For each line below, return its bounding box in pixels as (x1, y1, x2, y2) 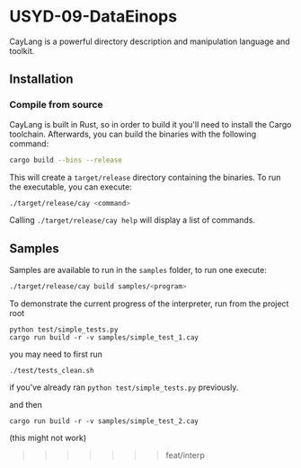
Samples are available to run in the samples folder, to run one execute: (9, 265, 267, 276)
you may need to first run (9, 349, 103, 360)
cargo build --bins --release (9, 155, 123, 164)
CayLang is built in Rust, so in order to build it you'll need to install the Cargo (9, 119, 292, 129)
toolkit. (9, 45, 35, 56)
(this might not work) (9, 433, 87, 444)
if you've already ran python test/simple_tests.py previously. (9, 382, 239, 393)
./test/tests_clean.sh (9, 366, 94, 375)
